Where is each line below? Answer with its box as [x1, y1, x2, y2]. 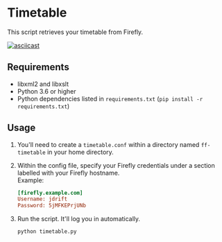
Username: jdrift [17, 196, 68, 202]
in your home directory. [47, 148, 114, 156]
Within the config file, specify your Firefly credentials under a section [17, 161, 215, 169]
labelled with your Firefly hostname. [17, 168, 120, 177]
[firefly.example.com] [17, 189, 83, 196]
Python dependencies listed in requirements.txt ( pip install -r [17, 94, 203, 103]
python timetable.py [17, 228, 77, 235]
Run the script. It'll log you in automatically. [17, 215, 141, 223]
